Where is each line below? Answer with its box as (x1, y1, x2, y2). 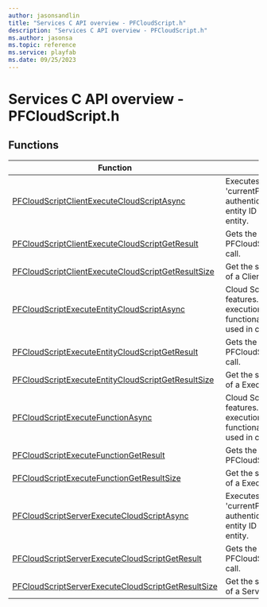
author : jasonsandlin (8, 11, 80, 20)
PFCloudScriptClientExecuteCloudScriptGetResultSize (12, 265, 215, 276)
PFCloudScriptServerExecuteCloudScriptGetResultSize (12, 581, 219, 592)
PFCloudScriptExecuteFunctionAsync (12, 412, 153, 423)
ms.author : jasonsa (8, 33, 73, 42)
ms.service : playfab (8, 48, 77, 56)
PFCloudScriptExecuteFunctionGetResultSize (12, 472, 181, 483)
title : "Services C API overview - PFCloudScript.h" (8, 19, 187, 27)
